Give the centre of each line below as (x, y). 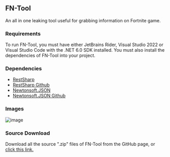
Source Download (28, 133)
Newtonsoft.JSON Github (39, 96)
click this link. (20, 149)
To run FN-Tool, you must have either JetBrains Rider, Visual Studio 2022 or (84, 45)
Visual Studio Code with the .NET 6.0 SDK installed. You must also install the (85, 50)
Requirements (23, 33)
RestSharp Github (31, 85)
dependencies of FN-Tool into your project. (50, 56)
